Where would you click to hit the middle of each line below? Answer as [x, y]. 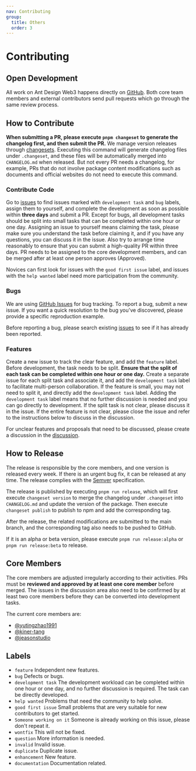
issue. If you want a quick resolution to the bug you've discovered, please [94, 310]
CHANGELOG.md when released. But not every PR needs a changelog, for [90, 162]
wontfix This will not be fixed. [50, 732]
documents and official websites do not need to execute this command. [92, 175]
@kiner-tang [29, 631]
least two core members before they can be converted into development [93, 596]
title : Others [28, 22]
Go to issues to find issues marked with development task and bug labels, [93, 202]
